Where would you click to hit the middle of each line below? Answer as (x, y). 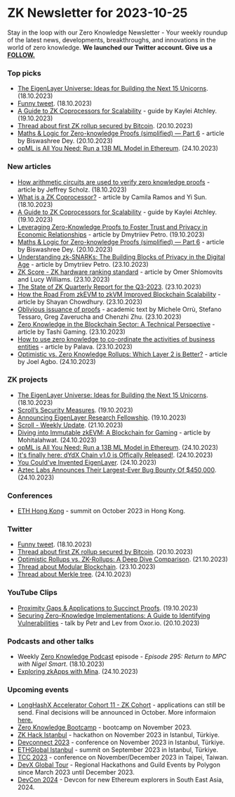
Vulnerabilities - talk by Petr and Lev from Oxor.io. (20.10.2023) (108, 623)
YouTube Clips (32, 593)
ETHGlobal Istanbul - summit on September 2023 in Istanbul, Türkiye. (118, 750)
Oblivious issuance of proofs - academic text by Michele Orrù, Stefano (120, 309)
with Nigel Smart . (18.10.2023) (61, 664)
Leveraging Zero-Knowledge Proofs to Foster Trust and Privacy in (113, 227)
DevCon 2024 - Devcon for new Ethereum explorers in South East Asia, (121, 780)
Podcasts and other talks (51, 641)
